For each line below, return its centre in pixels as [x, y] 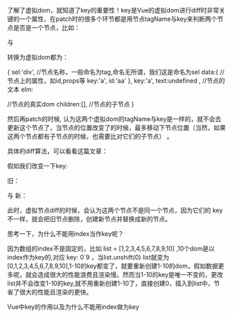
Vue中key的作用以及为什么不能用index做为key [74, 307]
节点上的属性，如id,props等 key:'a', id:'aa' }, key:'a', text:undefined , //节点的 [116, 81]
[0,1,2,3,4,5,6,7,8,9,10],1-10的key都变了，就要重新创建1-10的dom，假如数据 [113, 266]
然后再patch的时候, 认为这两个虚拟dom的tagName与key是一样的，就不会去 [114, 119]
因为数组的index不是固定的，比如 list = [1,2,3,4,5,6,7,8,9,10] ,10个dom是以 [111, 248]
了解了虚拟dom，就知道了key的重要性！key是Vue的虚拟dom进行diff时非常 [113, 10]
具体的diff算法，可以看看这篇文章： [58, 151]
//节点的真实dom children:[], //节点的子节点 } [71, 104]
